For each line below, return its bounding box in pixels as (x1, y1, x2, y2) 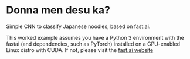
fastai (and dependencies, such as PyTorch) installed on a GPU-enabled (6, 40, 181, 47)
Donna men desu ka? (6, 4, 110, 17)
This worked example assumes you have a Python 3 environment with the (6, 34, 185, 41)
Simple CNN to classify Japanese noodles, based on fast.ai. (6, 23, 151, 30)
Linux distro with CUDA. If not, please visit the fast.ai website (6, 46, 154, 53)
